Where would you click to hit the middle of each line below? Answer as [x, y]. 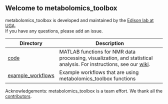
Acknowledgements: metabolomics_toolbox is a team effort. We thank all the [84, 91]
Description [110, 43]
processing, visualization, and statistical [106, 58]
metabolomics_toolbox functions [97, 78]
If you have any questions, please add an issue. [54, 31]
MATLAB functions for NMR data [97, 51]
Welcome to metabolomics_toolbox [61, 8]
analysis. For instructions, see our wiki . [105, 64]
